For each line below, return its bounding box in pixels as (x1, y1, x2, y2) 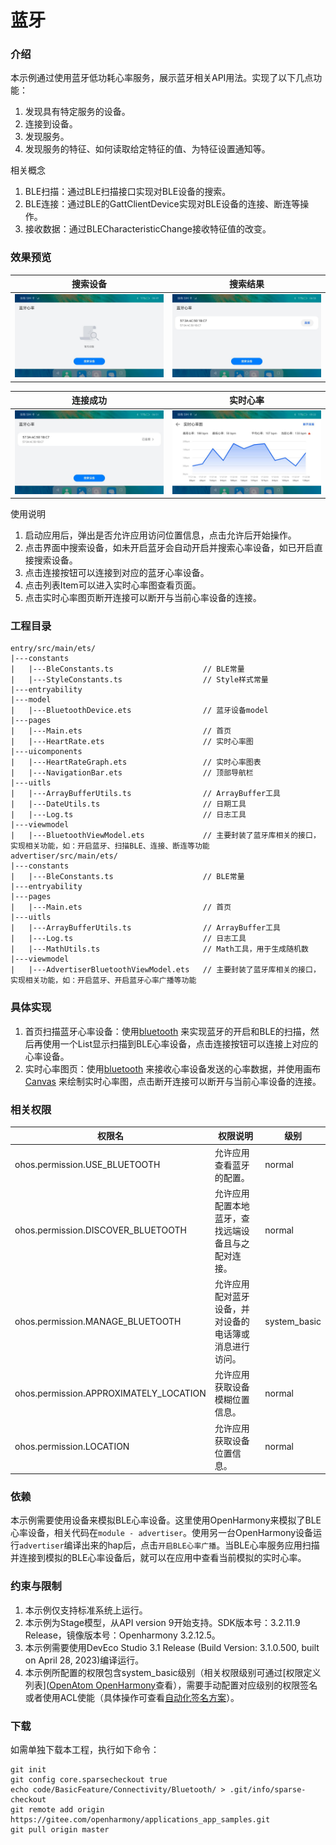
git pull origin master (10, 1825, 110, 1835)
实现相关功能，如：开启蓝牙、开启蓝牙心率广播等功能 (10, 976, 197, 986)
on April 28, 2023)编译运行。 (24, 1654, 145, 1666)
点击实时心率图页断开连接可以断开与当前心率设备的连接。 (24, 592, 262, 604)
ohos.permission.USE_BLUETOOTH (14, 1159, 161, 1171)
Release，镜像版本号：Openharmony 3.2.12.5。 (24, 1629, 221, 1641)
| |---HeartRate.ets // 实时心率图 (10, 737, 254, 747)
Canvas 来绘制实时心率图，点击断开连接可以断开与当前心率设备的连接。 (24, 1075, 322, 1087)
